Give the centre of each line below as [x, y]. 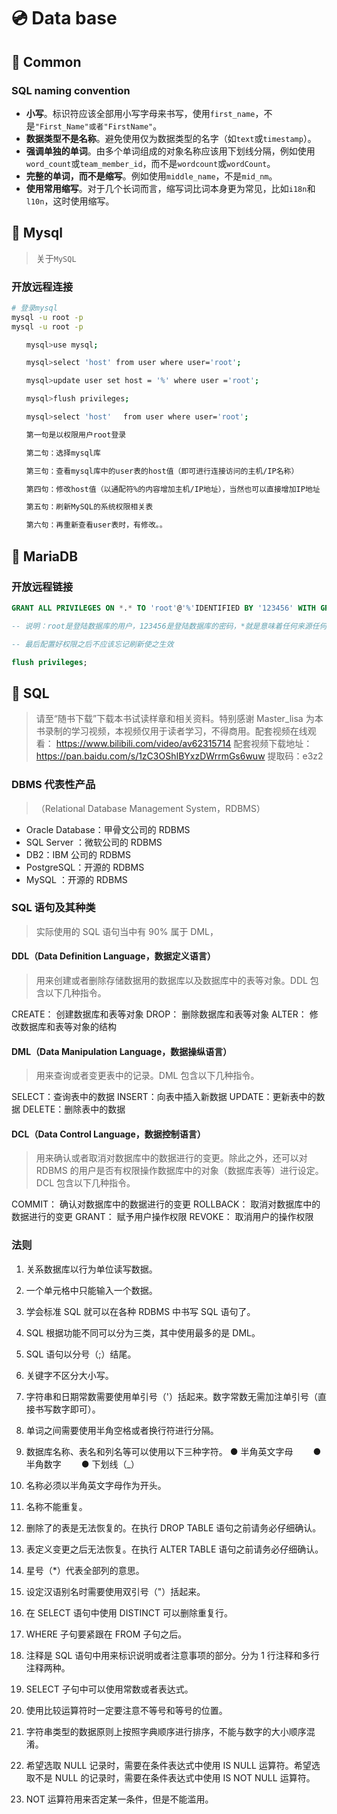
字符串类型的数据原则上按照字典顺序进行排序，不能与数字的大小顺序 [166, 1731]
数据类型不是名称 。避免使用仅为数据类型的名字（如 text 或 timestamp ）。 [171, 138]
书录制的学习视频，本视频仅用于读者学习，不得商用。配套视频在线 [171, 731]
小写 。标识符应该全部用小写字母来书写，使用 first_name [140, 113]
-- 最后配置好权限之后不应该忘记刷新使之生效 [92, 644]
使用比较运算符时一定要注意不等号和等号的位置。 [126, 1710]
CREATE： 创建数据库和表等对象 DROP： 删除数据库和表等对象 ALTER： [159, 1014]
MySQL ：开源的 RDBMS [76, 879]
